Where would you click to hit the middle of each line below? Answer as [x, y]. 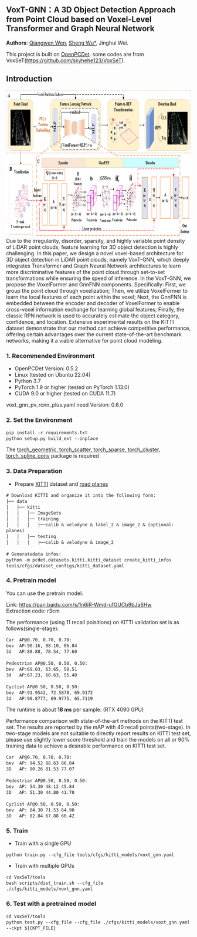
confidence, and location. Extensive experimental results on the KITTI [90, 322]
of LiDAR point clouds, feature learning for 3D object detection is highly [92, 247]
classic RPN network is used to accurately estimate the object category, [93, 316]
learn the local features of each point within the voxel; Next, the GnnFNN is [96, 297]
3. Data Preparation [34, 471]
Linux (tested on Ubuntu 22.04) [52, 374]
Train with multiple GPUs [44, 866]
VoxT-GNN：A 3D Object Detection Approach [91, 10]
